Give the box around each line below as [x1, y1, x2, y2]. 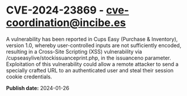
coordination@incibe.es [6, 16, 126, 29]
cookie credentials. [6, 73, 52, 80]
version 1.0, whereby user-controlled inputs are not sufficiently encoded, [6, 42, 182, 49]
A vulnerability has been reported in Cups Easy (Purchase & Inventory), [6, 35, 178, 42]
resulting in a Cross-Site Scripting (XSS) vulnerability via [6, 48, 142, 55]
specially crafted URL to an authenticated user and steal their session [6, 67, 174, 74]
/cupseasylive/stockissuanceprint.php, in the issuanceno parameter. [6, 54, 171, 61]
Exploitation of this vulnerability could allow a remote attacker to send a [6, 60, 179, 68]
